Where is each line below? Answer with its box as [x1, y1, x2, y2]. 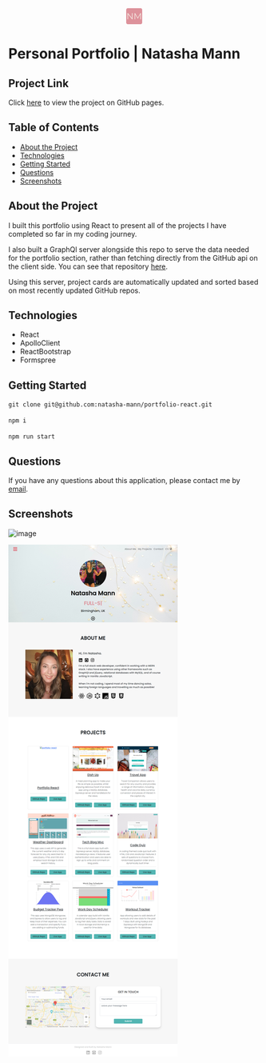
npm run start [8, 433, 56, 441]
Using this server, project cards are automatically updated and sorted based [8, 277, 259, 286]
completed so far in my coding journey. [8, 229, 137, 238]
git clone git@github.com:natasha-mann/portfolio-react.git [8, 401, 213, 409]
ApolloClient [19, 338, 61, 348]
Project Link [8, 76, 69, 90]
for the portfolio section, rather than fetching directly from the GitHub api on [8, 253, 258, 262]
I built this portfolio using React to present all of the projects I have [8, 220, 227, 230]
